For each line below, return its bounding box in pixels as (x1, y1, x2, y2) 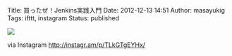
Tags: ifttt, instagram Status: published (7, 14, 120, 22)
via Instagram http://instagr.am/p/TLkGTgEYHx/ (7, 41, 146, 49)
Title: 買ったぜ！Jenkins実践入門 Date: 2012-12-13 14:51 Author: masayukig (7, 6, 226, 14)
